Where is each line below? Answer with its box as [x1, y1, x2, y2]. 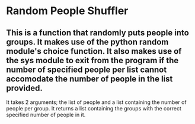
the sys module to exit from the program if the [6, 55, 179, 66]
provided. [6, 83, 43, 93]
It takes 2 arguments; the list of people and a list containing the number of [6, 99, 187, 106]
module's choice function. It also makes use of [6, 46, 182, 56]
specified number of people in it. [6, 111, 86, 118]
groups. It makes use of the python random [6, 37, 169, 47]
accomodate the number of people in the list [6, 74, 173, 84]
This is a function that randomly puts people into [6, 28, 190, 38]
